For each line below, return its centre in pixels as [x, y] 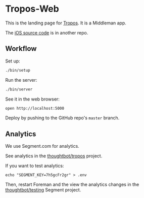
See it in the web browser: [32, 99]
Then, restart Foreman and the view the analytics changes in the [72, 185]
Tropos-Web [32, 9]
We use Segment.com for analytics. [42, 146]
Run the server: [21, 80]
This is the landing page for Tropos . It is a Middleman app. [66, 23]
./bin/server [19, 89]
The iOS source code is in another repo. [47, 32]
